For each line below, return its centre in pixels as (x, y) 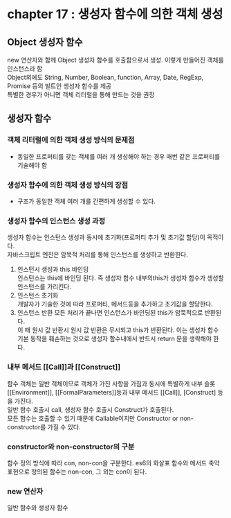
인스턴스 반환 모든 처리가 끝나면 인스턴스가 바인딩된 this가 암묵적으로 (110, 313)
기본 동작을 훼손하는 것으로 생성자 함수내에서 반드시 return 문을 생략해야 (114, 339)
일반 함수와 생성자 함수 (38, 508)
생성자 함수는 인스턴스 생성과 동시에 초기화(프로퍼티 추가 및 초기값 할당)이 (106, 237)
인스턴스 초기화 (38, 295)
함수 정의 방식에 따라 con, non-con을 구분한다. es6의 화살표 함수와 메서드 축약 (113, 463)
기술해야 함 (32, 165)
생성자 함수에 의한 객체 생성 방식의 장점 (68, 184)
